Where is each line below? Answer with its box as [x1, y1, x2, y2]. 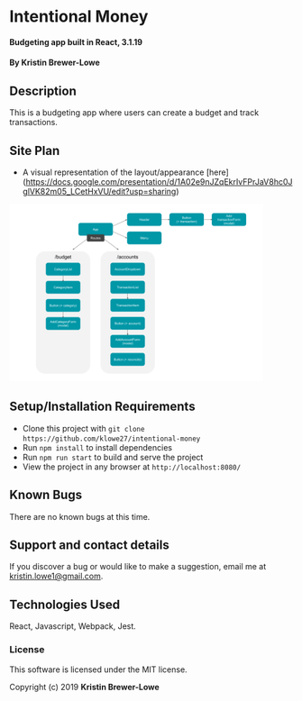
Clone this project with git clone [22, 423, 145, 433]
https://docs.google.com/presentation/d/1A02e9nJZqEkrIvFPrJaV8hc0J [25, 177, 293, 187]
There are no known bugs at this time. [9, 511, 151, 522]
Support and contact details [9, 538, 169, 553]
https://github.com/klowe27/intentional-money [22, 434, 201, 443]
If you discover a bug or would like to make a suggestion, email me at [9, 561, 267, 572]
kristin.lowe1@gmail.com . [9, 570, 104, 582]
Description [9, 83, 77, 98]
